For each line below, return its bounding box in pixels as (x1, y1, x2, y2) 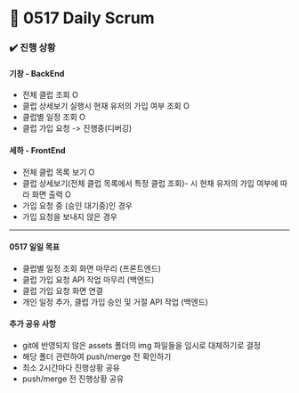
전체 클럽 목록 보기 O (21, 167, 95, 177)
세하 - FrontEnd (9, 144, 66, 155)
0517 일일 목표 (9, 242, 61, 252)
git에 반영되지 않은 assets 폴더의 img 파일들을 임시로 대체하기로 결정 (21, 340, 261, 350)
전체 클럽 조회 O (21, 89, 78, 101)
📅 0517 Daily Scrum (9, 8, 155, 29)
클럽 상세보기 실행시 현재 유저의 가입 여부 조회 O (21, 101, 190, 111)
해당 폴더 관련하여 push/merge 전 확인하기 (21, 351, 172, 362)
